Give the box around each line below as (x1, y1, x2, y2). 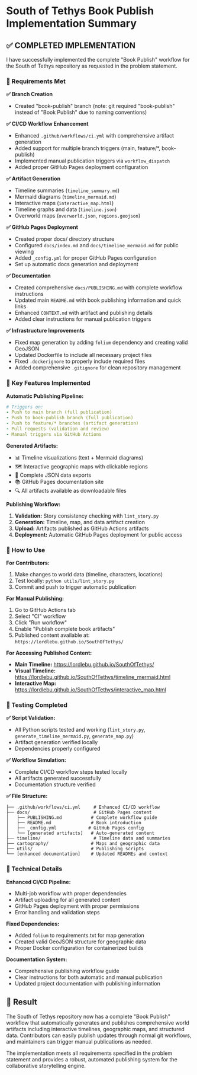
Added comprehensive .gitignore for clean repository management (14, 364, 181, 371)
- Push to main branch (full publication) (6, 409, 112, 416)
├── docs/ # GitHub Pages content (6, 809, 152, 816)
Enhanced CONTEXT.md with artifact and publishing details (14, 310, 153, 317)
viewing (14, 248, 34, 256)
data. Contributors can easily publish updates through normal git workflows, (6, 1032, 192, 1039)
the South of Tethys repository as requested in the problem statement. (6, 62, 177, 69)
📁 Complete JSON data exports (14, 471, 92, 479)
